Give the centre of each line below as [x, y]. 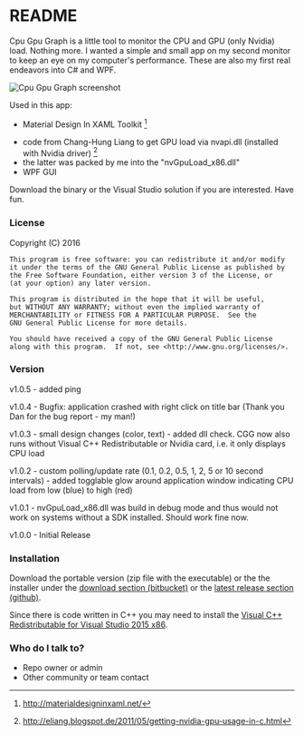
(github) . [25, 598]
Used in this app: [41, 104]
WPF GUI [39, 172]
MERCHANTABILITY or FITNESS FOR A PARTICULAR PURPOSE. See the [133, 315]
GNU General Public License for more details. [99, 323]
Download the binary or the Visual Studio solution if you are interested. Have [152, 190]
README [43, 16]
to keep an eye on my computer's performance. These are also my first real [150, 60]
